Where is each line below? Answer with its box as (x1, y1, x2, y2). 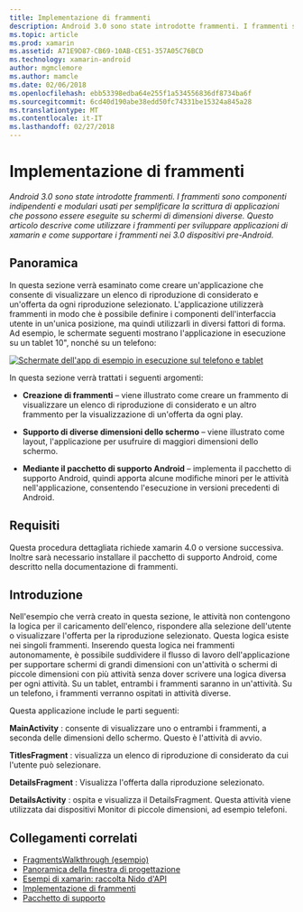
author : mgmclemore (9, 64, 83, 73)
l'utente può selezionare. (9, 759, 102, 770)
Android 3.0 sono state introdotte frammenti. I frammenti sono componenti (9, 191, 287, 201)
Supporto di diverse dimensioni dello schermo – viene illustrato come (22, 426, 286, 437)
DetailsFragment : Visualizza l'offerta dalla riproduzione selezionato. (9, 777, 265, 788)
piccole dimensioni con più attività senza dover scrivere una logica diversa (9, 669, 287, 680)
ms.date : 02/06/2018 (9, 80, 87, 89)
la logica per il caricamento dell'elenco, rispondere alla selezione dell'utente (9, 620, 291, 632)
